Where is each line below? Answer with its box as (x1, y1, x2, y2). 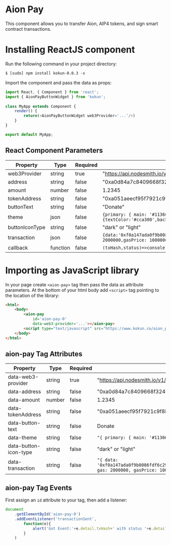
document (5, 507, 24, 512)
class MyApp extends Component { (5, 104, 76, 109)
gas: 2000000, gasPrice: (97, 467, 157, 473)
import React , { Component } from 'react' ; (5, 89, 99, 95)
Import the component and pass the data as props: (5, 79, 112, 85)
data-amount (8, 396, 40, 403)
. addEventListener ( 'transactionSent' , (14, 516, 97, 521)
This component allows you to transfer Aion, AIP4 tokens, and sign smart (5, 20, 158, 27)
